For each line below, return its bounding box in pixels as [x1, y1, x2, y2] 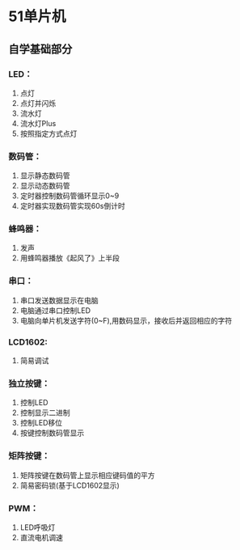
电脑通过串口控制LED [19, 305, 91, 315]
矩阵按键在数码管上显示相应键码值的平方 [19, 470, 155, 480]
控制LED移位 [19, 418, 63, 428]
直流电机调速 [19, 532, 63, 542]
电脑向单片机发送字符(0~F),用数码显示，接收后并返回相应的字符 [19, 315, 233, 325]
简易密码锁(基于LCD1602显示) [19, 480, 120, 490]
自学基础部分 [8, 42, 73, 56]
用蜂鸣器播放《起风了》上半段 [19, 253, 120, 263]
